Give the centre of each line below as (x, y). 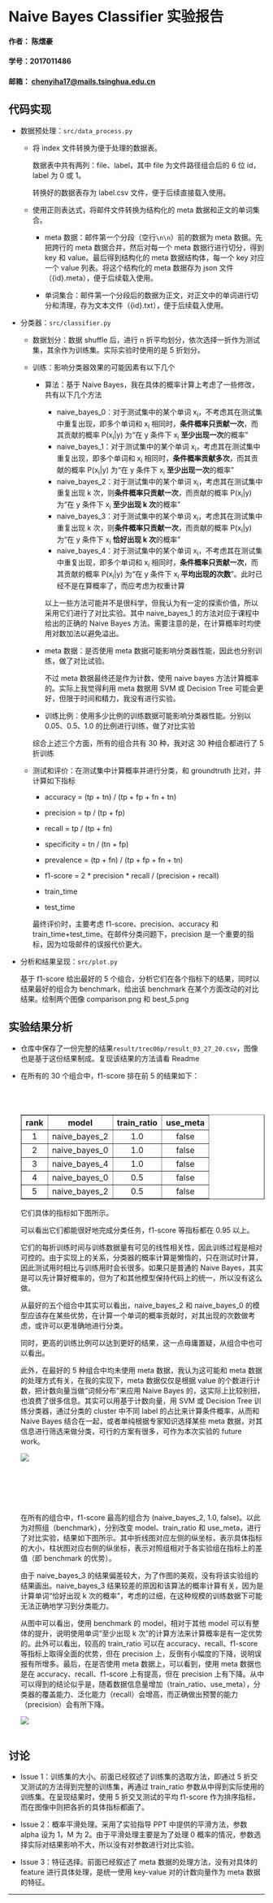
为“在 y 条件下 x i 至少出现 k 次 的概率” (119, 505)
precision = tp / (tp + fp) (85, 813)
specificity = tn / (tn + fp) (87, 844)
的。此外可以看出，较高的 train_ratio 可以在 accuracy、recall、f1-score (139, 1643)
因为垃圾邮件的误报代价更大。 (97, 944)
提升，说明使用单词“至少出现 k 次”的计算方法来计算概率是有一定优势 (148, 1633)
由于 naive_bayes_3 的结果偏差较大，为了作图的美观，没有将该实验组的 (139, 1575)
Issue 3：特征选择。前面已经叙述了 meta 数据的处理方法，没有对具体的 (139, 1862)
